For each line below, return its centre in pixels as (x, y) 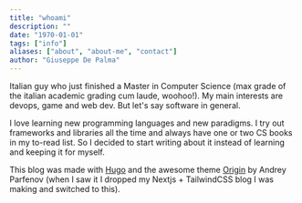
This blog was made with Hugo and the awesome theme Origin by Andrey (148, 170)
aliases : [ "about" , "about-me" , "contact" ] (94, 52)
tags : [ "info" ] (38, 43)
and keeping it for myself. (57, 152)
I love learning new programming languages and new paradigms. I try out (147, 123)
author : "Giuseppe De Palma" (65, 60)
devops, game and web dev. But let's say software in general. (125, 105)
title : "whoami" (40, 18)
